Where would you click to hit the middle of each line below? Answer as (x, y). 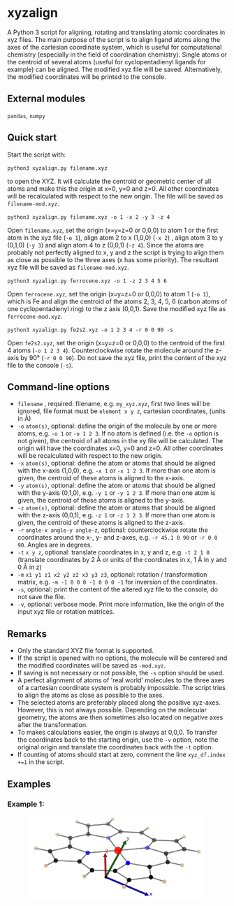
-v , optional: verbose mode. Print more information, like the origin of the (121, 604)
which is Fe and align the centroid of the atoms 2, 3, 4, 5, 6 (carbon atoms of (117, 301)
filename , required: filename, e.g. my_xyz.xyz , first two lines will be (114, 404)
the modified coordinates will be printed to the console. (87, 77)
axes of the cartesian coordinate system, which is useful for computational (115, 47)
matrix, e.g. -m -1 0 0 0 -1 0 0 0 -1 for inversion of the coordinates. (117, 582)
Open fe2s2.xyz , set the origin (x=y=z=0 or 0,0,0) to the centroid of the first (116, 343)
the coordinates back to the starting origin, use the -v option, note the (118, 740)
